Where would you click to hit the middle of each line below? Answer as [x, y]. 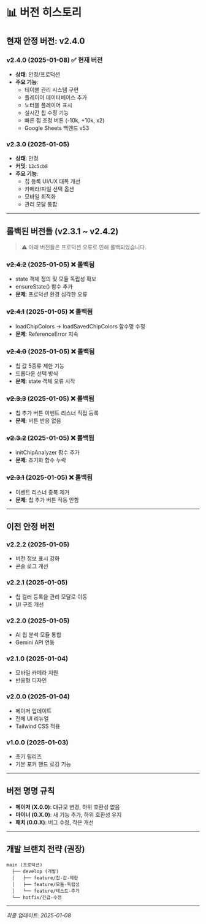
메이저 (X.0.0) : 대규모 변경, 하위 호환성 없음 [67, 807]
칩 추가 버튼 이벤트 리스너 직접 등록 [57, 413]
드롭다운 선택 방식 [36, 373]
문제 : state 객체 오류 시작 [45, 381]
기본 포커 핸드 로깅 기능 [43, 764]
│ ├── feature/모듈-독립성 [46, 884]
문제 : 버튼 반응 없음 [38, 421]
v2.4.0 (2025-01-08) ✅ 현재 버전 [55, 60]
